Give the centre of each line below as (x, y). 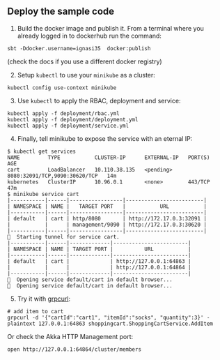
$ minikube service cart (43, 194)
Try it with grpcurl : (44, 299)
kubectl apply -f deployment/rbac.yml (63, 113)
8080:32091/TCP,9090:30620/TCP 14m (62, 176)
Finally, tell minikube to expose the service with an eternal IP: (105, 138)
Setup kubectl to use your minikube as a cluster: (86, 75)
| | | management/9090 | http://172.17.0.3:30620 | (107, 225)
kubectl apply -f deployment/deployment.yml (73, 119)
